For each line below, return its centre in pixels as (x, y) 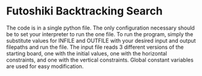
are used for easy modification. (45, 66)
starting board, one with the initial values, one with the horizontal (87, 53)
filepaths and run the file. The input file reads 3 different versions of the (95, 47)
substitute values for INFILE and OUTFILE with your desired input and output (101, 40)
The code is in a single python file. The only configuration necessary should (100, 28)
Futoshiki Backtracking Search (84, 11)
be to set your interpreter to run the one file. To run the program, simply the (100, 34)
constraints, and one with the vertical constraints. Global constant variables (100, 60)
